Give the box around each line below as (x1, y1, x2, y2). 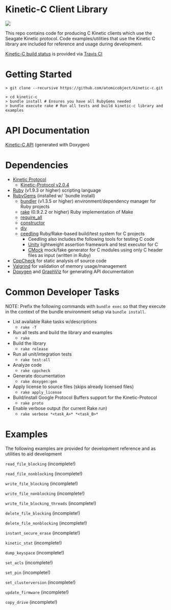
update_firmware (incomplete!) (5, 589, 69, 595)
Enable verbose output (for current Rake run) (12, 405, 108, 411)
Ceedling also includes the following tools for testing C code (28, 236, 155, 242)
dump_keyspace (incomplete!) (5, 549, 65, 555)
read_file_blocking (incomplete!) (5, 461, 76, 467)
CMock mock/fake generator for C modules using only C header (28, 246, 163, 253)
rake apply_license (20, 390, 62, 395)
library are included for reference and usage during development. (5, 41, 143, 47)
